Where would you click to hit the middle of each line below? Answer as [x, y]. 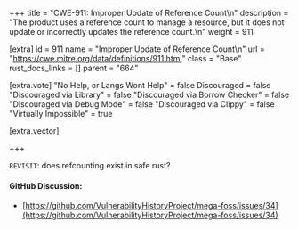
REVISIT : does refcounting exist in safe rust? [90, 165]
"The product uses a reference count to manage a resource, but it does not [147, 22]
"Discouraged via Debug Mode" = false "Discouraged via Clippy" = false [142, 104]
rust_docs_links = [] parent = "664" [74, 68]
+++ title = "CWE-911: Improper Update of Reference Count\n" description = [149, 13]
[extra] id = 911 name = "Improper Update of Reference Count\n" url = [137, 49]
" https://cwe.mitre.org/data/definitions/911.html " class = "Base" [125, 58]
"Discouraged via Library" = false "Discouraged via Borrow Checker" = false [149, 94]
